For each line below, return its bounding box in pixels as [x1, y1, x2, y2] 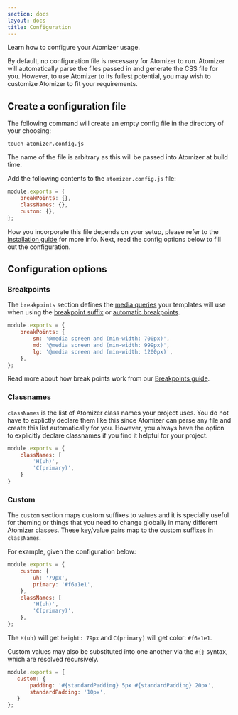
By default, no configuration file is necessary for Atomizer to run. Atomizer [7, 57, 225, 65]
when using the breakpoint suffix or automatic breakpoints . [7, 308, 180, 317]
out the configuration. [7, 243, 71, 251]
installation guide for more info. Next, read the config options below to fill [7, 235, 222, 243]
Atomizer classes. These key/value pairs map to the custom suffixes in [7, 526, 214, 534]
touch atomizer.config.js [7, 140, 84, 148]
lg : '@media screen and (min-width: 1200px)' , [33, 348, 173, 356]
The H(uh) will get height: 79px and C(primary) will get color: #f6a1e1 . [7, 633, 212, 642]
